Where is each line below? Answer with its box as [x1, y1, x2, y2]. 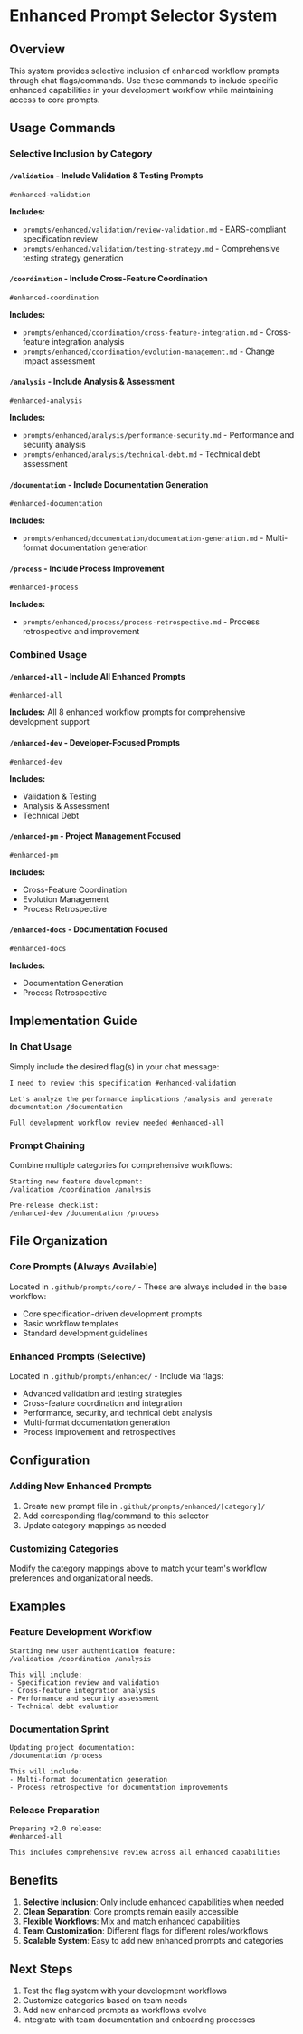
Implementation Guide [9, 1013, 137, 1029]
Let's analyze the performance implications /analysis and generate [9, 1094, 273, 1104]
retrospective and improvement [22, 626, 140, 637]
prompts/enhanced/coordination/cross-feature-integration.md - [22, 327, 264, 337]
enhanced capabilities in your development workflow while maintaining [9, 85, 274, 95]
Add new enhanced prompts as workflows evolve [22, 2004, 207, 2015]
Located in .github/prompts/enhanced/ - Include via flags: [9, 1371, 224, 1382]
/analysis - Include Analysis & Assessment [9, 376, 175, 387]
